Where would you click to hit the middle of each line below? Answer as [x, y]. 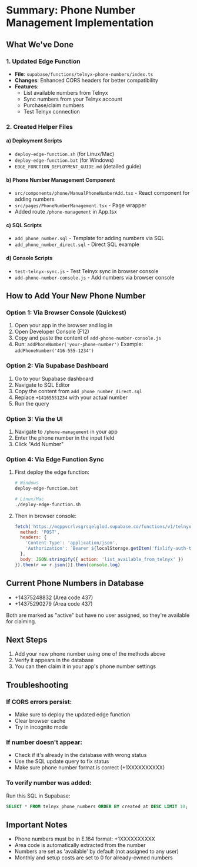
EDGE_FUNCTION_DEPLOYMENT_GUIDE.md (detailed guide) [78, 166]
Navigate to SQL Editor [42, 385]
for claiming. [21, 621]
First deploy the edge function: [52, 472]
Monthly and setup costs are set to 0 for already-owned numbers [94, 858]
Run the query [32, 403]
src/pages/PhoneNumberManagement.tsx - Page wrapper [81, 205]
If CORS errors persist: [39, 702]
